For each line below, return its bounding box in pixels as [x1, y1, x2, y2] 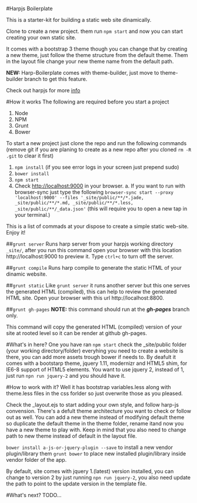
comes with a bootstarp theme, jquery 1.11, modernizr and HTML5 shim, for [6, 360, 188, 367]
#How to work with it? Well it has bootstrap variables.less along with [6, 384, 172, 390]
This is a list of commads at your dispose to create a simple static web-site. [6, 223, 189, 230]
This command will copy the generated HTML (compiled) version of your [6, 323, 182, 330]
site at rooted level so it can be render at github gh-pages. [6, 330, 147, 337]
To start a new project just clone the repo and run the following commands [6, 140, 187, 146]
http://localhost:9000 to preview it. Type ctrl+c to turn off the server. [6, 253, 174, 260]
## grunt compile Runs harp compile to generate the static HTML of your [6, 264, 182, 271]
